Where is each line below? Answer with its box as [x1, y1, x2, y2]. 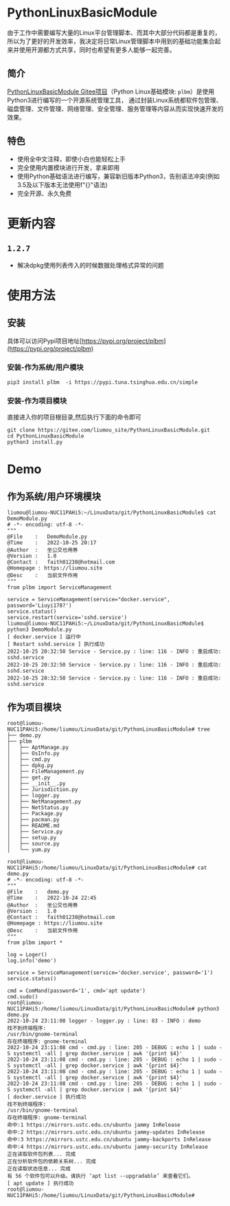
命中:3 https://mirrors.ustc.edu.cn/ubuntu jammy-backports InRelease [7, 1136, 211, 1143]
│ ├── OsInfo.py [7, 750, 60, 757]
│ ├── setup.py [7, 834, 57, 841]
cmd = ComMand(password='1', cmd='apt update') [7, 987, 146, 994]
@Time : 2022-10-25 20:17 [7, 539, 97, 546]
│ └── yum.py [7, 846, 51, 853]
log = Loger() [7, 951, 48, 958]
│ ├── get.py [7, 774, 51, 781]
